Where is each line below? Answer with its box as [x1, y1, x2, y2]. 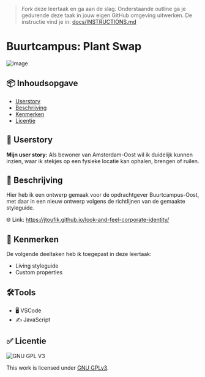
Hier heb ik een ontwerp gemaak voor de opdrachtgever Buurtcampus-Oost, [6, 191, 199, 199]
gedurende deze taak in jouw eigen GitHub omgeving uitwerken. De [21, 12, 193, 19]
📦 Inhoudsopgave [6, 78, 78, 89]
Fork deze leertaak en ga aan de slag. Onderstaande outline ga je [21, 5, 186, 12]
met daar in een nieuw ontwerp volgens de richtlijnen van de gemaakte [6, 198, 185, 205]
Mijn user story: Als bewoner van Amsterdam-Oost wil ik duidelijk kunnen [6, 151, 193, 158]
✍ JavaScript [15, 316, 51, 323]
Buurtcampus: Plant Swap [6, 40, 142, 54]
